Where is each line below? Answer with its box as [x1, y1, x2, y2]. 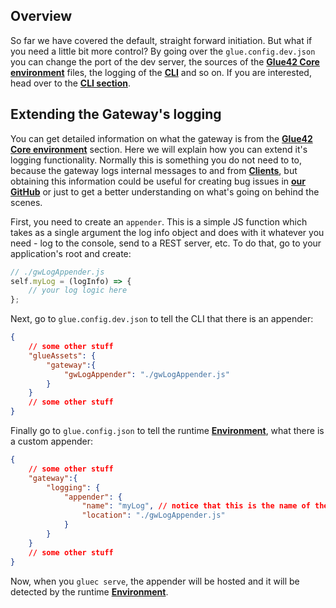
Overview [10, 8, 73, 25]
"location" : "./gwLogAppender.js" [81, 510, 226, 521]
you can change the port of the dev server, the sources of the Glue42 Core [10, 55, 320, 68]
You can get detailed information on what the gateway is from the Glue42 [10, 132, 313, 144]
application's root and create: [10, 247, 132, 259]
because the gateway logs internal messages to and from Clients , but [10, 164, 298, 176]
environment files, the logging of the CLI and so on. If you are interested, [10, 66, 312, 78]
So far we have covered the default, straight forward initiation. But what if [10, 34, 313, 46]
